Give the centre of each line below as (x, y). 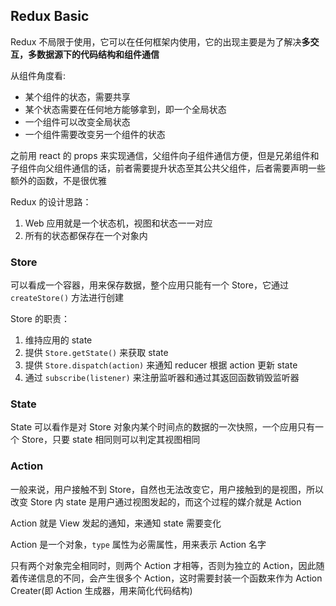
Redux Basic (50, 16)
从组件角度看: (38, 75)
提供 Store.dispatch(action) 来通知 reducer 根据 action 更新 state (161, 365)
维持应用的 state (58, 340)
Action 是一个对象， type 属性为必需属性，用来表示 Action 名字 (138, 544)
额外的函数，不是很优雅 (58, 180)
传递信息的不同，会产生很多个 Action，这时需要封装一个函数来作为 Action (170, 578)
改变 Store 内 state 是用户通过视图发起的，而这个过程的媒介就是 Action (156, 501)
